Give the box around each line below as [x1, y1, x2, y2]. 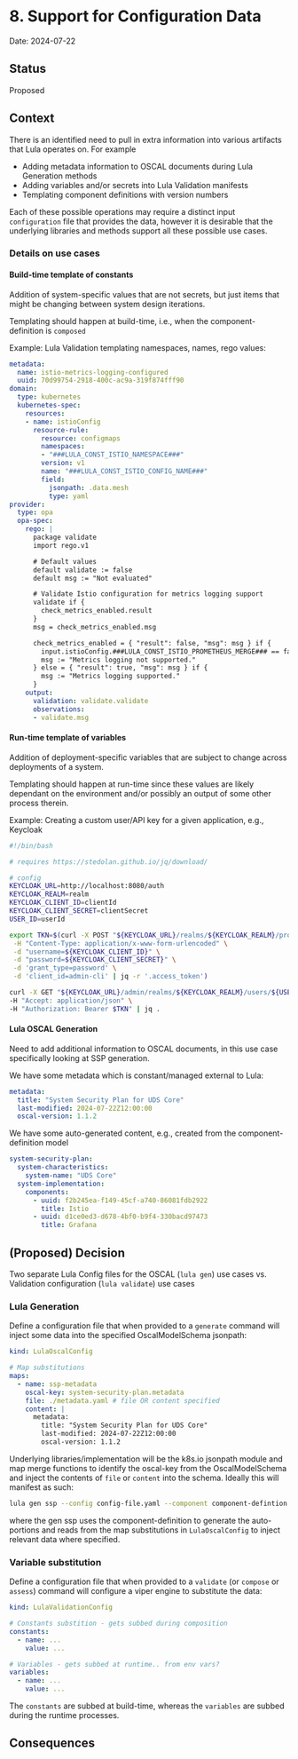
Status [9, 61, 47, 76]
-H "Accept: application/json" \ [9, 996, 133, 1005]
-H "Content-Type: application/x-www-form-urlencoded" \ [12, 939, 228, 947]
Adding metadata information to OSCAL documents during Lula [21, 161, 254, 171]
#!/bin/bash [9, 841, 53, 850]
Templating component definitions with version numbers [21, 189, 229, 200]
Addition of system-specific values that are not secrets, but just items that [9, 289, 279, 299]
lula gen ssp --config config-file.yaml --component [9, 1499, 208, 1508]
